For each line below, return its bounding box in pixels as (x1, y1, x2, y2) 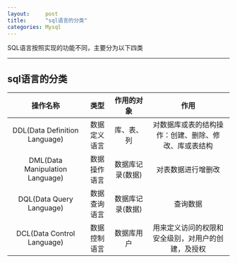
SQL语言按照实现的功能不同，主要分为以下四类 (7, 44, 143, 52)
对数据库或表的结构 (152, 120, 217, 130)
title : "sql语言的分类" (7, 17, 88, 24)
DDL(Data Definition (12, 126, 79, 135)
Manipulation (24, 164, 68, 174)
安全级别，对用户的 (152, 233, 217, 243)
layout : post (7, 10, 59, 18)
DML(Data (28, 156, 63, 166)
